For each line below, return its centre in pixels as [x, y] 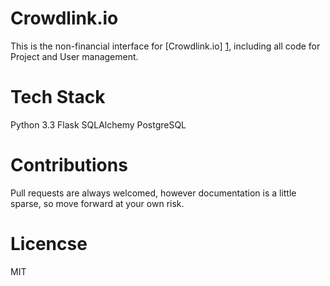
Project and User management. [74, 56]
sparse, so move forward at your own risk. [97, 203]
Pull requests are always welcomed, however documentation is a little [153, 193]
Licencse [49, 244]
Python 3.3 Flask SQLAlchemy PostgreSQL [98, 124]
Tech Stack [58, 97]
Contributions [69, 165]
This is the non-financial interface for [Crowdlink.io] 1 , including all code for [165, 46]
